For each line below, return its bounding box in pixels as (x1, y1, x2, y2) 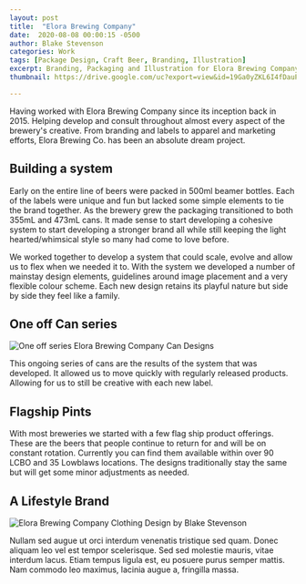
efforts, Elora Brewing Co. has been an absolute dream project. (9, 134, 246, 146)
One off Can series (9, 316, 118, 332)
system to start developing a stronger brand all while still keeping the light (9, 224, 287, 235)
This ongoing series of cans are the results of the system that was (9, 358, 258, 369)
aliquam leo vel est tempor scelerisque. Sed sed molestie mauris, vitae (9, 545, 274, 556)
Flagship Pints (9, 404, 92, 419)
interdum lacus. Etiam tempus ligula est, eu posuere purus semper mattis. (9, 555, 285, 565)
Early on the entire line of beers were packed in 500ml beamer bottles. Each (9, 185, 295, 196)
